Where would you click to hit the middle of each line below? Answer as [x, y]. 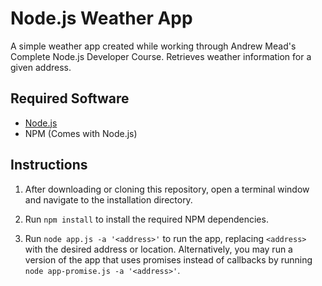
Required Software [70, 98]
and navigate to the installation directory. [108, 199]
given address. [41, 67]
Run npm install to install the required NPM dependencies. [146, 219]
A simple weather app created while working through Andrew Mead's [153, 46]
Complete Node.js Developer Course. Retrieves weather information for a [161, 56]
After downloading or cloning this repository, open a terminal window [167, 189]
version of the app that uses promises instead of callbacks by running [168, 259]
